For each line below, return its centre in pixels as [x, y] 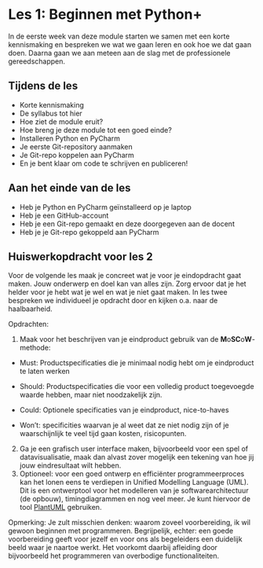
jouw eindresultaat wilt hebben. [70, 466]
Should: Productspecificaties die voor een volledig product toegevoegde [137, 387]
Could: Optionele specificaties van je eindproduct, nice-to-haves [124, 410]
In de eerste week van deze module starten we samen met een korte [119, 36]
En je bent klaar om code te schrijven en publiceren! [104, 163]
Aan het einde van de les [69, 188]
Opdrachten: [29, 324]
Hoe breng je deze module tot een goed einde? [96, 130]
